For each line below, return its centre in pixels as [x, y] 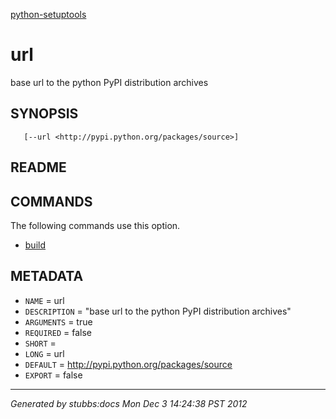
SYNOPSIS [44, 114]
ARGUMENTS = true [58, 321]
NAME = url [44, 300]
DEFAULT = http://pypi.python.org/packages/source [128, 364]
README [38, 167]
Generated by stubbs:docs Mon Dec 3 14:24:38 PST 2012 [129, 403]
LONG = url [44, 353]
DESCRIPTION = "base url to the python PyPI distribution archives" [158, 311]
